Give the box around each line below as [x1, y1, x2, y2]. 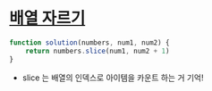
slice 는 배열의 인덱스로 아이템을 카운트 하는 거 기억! [21, 72, 204, 83]
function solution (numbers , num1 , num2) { [9, 37, 170, 47]
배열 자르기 [9, 8, 86, 29]
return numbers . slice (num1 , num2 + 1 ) [25, 46, 170, 55]
